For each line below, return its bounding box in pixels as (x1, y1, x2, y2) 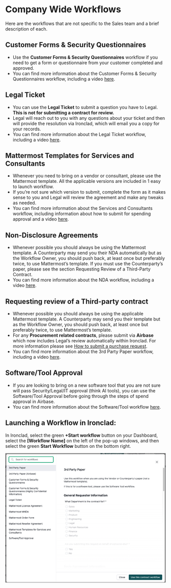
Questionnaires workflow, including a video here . (12, 75, 116, 82)
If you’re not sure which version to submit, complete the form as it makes (12, 189, 166, 195)
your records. (12, 126, 41, 132)
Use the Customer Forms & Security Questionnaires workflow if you (12, 54, 158, 60)
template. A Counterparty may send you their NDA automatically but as (12, 250, 162, 256)
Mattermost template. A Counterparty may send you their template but (12, 316, 160, 322)
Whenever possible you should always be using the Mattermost (12, 245, 146, 251)
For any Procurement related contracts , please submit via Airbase (12, 332, 154, 338)
